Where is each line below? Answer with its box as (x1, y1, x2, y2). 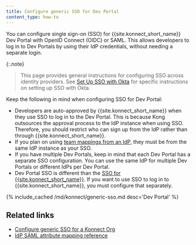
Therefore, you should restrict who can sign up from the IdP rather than (14, 126, 188, 133)
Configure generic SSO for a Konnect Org (14, 226, 116, 233)
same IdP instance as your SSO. (14, 145, 92, 152)
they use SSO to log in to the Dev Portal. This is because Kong (14, 113, 165, 120)
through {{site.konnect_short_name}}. (14, 132, 106, 139)
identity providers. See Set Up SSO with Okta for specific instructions (20, 78, 188, 85)
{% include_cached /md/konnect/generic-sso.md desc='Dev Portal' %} (6, 193, 179, 200)
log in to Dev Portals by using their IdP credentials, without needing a (6, 42, 173, 50)
